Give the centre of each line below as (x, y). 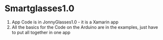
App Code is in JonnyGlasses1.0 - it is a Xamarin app (65, 22)
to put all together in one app (41, 32)
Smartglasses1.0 (40, 9)
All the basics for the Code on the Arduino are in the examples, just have (85, 27)
